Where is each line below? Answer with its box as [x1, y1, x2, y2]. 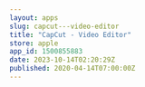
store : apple [9, 38, 59, 48]
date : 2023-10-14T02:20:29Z [9, 55, 116, 64]
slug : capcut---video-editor [9, 22, 120, 31]
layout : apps [9, 13, 59, 23]
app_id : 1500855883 [9, 47, 83, 56]
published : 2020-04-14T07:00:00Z [9, 64, 136, 73]
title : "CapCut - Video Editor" [9, 30, 131, 39]
